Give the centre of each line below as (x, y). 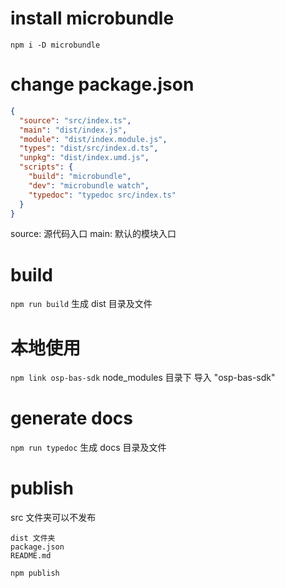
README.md (31, 556)
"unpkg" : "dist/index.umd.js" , (84, 158)
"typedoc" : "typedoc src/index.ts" (102, 195)
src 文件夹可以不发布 (53, 518)
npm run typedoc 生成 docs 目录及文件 (88, 448)
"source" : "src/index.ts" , (75, 120)
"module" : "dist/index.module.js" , (93, 139)
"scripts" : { (46, 167)
